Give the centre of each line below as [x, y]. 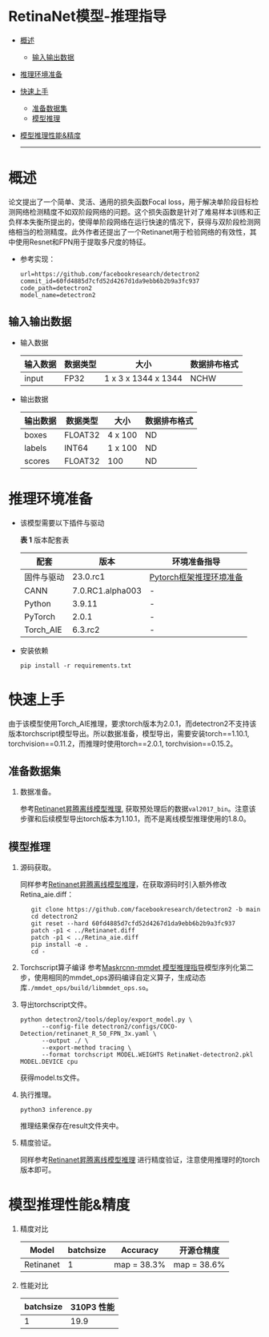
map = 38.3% [140, 1265]
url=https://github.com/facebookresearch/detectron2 [110, 274]
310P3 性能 [93, 1307]
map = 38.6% [199, 1265]
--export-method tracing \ [86, 1048]
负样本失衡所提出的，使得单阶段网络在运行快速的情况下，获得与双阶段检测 [131, 222]
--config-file [65, 1027]
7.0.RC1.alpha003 [107, 590]
